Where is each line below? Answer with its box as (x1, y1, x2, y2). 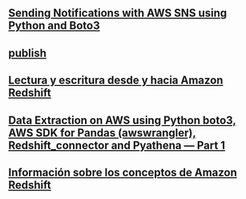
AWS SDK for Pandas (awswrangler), (8, 126, 196, 140)
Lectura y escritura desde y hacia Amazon (8, 74, 224, 87)
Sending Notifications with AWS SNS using (8, 6, 228, 20)
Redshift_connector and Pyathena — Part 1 (8, 138, 226, 152)
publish (8, 46, 46, 59)
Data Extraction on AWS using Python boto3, (8, 113, 236, 127)
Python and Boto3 (8, 19, 100, 33)
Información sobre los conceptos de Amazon (8, 165, 238, 179)
